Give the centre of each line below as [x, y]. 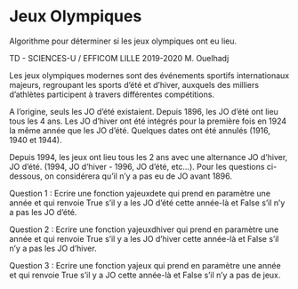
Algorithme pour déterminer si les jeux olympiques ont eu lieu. [123, 41]
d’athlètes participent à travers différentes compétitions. [112, 94]
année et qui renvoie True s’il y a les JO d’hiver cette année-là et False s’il [144, 238]
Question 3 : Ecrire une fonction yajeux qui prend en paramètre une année [145, 265]
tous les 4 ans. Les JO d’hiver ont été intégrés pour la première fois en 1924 [148, 121]
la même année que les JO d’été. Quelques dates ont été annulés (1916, [140, 130]
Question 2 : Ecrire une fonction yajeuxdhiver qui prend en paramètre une [144, 229]
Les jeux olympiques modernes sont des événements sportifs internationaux [149, 75]
